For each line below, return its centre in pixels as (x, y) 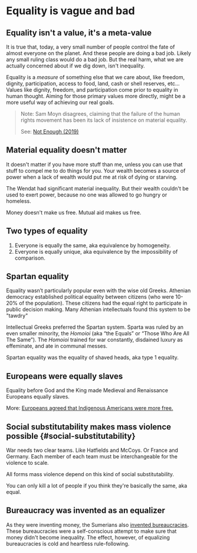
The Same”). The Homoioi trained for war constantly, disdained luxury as (94, 340)
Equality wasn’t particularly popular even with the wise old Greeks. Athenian (98, 290)
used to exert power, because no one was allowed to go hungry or (87, 195)
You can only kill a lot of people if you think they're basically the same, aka (97, 486)
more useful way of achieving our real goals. (60, 102)
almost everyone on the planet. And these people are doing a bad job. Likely (99, 53)
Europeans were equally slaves (65, 376)
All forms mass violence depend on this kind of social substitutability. (90, 474)
